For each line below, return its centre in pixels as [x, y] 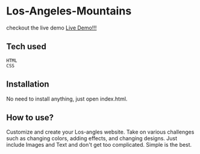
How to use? [30, 118]
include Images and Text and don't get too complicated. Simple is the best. [99, 145]
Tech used [26, 47]
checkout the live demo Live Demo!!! [52, 28]
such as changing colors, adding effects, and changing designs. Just [92, 138]
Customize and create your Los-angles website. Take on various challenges [100, 132]
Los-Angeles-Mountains [69, 11]
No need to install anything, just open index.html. [67, 99]
